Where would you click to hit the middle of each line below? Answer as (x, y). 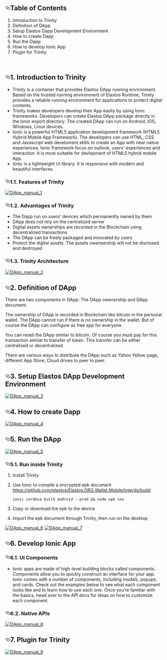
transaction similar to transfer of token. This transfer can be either (73, 340)
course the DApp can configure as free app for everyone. (64, 325)
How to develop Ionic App (39, 46)
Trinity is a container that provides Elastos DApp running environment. (84, 89)
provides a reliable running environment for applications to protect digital (87, 100)
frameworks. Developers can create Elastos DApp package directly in (84, 116)
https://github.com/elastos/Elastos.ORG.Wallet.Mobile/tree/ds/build (82, 490)
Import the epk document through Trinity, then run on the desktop (80, 518)
